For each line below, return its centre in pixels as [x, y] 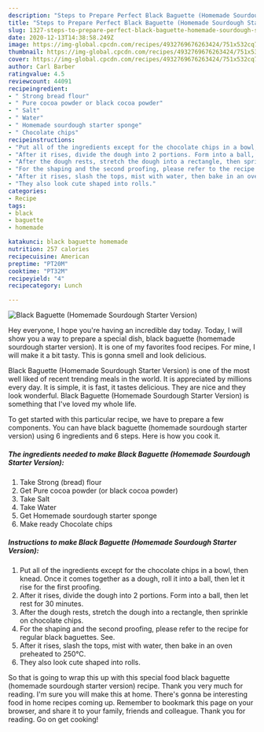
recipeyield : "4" [37, 279]
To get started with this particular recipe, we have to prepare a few [116, 420]
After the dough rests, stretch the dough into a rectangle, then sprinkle [134, 612]
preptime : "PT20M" [38, 264]
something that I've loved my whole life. [73, 404]
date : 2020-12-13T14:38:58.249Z [61, 37]
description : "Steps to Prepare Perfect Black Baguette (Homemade [119, 15]
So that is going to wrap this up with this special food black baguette [119, 678]
